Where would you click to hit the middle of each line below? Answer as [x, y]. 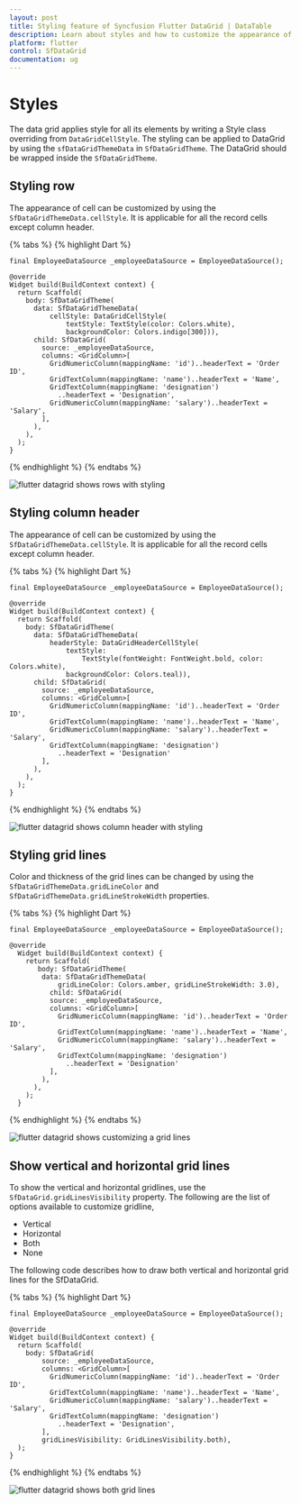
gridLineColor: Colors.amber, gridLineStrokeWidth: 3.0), [168, 985]
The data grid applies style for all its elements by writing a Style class [138, 129]
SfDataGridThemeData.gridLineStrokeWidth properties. [109, 896]
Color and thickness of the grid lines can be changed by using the [132, 877]
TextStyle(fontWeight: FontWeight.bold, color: [173, 659]
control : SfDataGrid [48, 51]
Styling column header [74, 513]
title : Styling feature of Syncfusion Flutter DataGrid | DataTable [141, 26]
